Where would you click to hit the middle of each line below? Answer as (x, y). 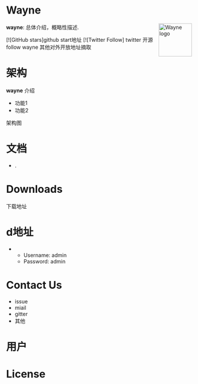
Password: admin (44, 261)
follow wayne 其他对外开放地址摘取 (49, 47)
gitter (21, 314)
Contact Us (34, 285)
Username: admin (45, 255)
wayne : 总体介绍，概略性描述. (43, 27)
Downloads (34, 189)
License (26, 374)
